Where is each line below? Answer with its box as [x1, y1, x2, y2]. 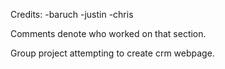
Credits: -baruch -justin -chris [10, 9, 134, 20]
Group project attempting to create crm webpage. [10, 47, 215, 59]
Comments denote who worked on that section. [10, 28, 207, 39]
